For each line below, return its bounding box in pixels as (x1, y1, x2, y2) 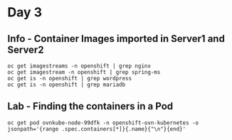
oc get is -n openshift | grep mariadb (7, 81, 126, 88)
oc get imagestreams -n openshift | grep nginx (7, 63, 152, 70)
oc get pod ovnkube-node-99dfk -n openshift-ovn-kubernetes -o (7, 119, 199, 126)
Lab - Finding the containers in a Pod (7, 100, 174, 112)
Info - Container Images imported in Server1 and (7, 33, 226, 45)
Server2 (7, 43, 44, 55)
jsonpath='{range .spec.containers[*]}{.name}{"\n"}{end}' (7, 125, 186, 132)
